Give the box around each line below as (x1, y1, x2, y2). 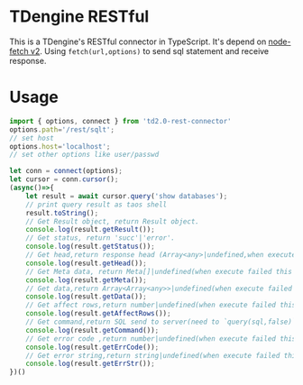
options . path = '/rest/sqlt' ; (9, 124, 115, 134)
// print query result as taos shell (25, 200, 168, 209)
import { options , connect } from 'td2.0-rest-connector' (9, 116, 232, 125)
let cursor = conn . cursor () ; (9, 175, 119, 184)
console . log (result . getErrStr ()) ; (25, 359, 155, 369)
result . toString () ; (25, 208, 99, 217)
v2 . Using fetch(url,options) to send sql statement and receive (30, 45, 270, 56)
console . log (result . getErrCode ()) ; (25, 343, 160, 352)
